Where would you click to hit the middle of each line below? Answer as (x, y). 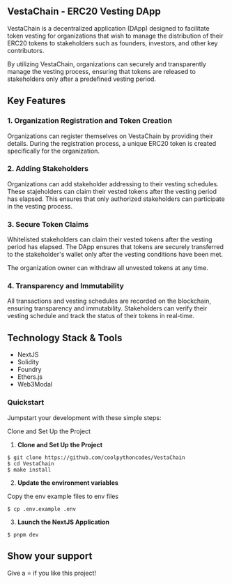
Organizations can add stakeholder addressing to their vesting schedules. (113, 184)
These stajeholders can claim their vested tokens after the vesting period (112, 191)
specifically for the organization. (53, 151)
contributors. (26, 50)
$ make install (29, 470)
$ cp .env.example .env (42, 509)
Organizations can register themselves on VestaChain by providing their (110, 136)
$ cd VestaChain (31, 463)
